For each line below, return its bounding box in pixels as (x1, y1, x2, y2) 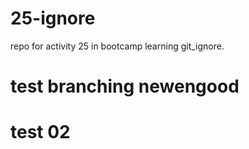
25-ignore (10, 7, 96, 30)
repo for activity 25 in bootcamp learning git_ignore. (10, 40, 225, 52)
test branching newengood (10, 75, 240, 98)
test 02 (10, 121, 71, 144)
